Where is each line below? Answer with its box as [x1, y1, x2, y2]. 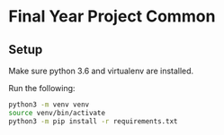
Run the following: [8, 83, 76, 93]
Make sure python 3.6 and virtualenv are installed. [8, 65, 194, 76]
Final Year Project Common [8, 6, 216, 27]
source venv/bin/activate [8, 108, 105, 117]
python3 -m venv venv [8, 100, 90, 109]
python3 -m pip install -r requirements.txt [8, 116, 178, 126]
